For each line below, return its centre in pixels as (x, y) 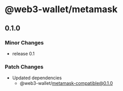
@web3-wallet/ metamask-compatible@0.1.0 (66, 83)
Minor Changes (24, 43)
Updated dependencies (37, 78)
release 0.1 (23, 53)
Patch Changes (24, 67)
